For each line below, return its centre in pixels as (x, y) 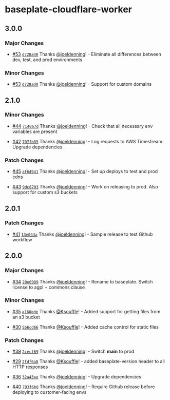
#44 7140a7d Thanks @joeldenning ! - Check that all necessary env (82, 126)
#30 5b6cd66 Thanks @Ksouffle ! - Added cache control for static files (85, 327)
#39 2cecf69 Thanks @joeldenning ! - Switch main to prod (73, 351)
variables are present (35, 131)
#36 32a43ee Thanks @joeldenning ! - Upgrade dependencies (77, 377)
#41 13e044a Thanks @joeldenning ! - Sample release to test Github (82, 234)
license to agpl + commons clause (49, 287)
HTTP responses (30, 367)
